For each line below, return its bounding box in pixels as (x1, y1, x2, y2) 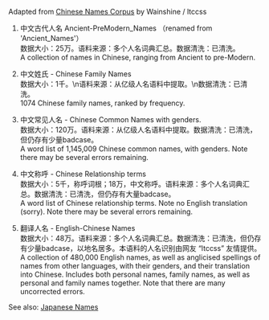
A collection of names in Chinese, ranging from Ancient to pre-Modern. (19, 52, 255, 62)
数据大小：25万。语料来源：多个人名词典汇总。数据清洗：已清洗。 (19, 43, 240, 53)
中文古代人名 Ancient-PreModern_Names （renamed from (19, 23, 213, 33)
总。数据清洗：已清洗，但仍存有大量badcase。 (19, 189, 176, 199)
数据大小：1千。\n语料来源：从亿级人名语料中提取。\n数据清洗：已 (19, 80, 241, 88)
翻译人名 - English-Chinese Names (19, 224, 136, 232)
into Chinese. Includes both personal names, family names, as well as (19, 269, 251, 279)
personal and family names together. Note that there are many (19, 278, 226, 288)
